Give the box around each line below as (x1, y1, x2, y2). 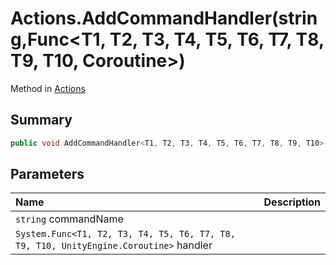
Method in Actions (10, 82, 86, 94)
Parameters (10, 166, 85, 183)
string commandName (15, 212, 124, 226)
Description (263, 195, 321, 209)
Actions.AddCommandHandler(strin (10, 7, 318, 30)
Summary (10, 112, 73, 129)
